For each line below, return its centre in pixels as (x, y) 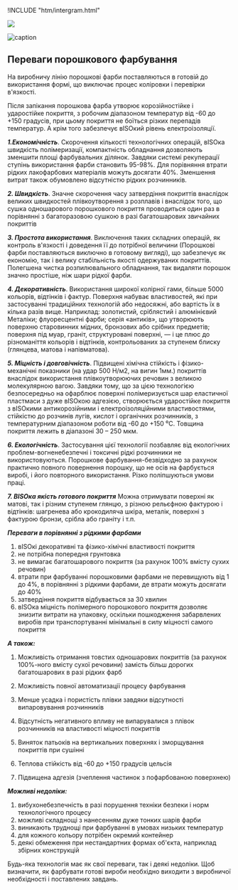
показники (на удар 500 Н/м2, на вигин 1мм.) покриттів (122, 370)
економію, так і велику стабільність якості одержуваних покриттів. (109, 260)
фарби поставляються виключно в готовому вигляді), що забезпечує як (117, 252)
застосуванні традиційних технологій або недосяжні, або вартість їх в (114, 304)
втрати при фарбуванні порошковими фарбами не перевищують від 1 (123, 576)
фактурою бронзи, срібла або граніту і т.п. (72, 519)
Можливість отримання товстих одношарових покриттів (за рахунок (122, 657)
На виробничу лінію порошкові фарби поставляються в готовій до (108, 77)
